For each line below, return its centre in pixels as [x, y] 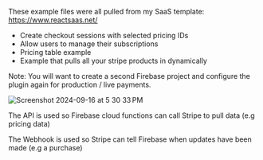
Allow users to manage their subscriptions [89, 44]
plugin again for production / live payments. [80, 84]
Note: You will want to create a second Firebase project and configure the [130, 76]
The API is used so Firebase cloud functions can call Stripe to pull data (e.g [131, 115]
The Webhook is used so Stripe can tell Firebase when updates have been [130, 139]
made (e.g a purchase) [45, 148]
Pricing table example [55, 52]
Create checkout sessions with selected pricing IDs [104, 35]
